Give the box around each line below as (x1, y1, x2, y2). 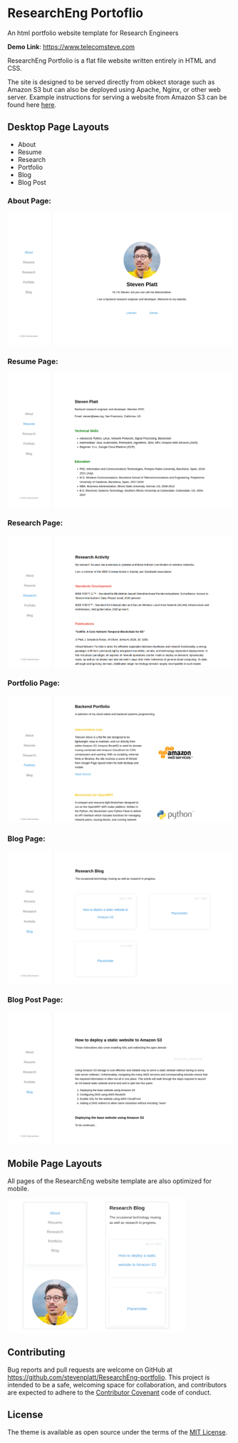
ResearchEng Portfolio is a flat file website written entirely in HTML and (7, 56, 216, 65)
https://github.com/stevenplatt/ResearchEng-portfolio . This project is (7, 1372, 210, 1382)
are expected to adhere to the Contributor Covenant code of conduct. (7, 1388, 212, 1397)
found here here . (7, 100, 57, 108)
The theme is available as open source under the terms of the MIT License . (7, 1427, 228, 1436)
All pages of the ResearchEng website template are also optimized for (7, 1176, 212, 1185)
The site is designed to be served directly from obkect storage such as (7, 77, 215, 86)
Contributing (7, 1347, 66, 1359)
